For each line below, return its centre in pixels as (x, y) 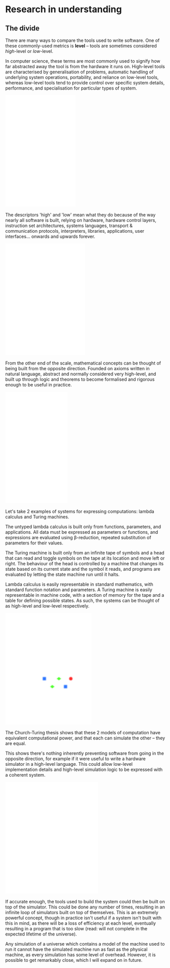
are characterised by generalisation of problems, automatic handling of (79, 72)
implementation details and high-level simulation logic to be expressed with (84, 769)
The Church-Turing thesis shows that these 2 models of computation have (83, 732)
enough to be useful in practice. (39, 385)
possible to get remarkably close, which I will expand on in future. (74, 960)
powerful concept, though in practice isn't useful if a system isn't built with (83, 918)
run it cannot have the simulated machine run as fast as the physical (77, 949)
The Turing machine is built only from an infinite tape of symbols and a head (85, 553)
